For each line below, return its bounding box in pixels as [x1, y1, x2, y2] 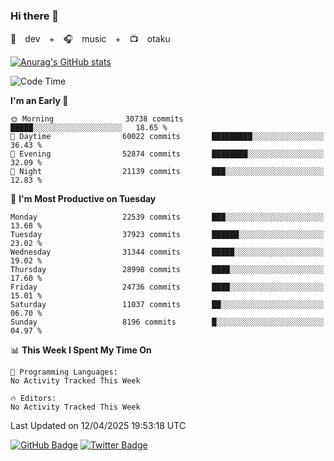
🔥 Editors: [10, 394, 57, 404]
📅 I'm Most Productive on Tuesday [10, 193, 157, 205]
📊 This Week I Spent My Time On [10, 344, 152, 356]
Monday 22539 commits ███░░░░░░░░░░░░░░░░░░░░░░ [10, 212, 325, 223]
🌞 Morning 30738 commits [10, 114, 184, 124]
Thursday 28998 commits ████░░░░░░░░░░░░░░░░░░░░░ [10, 265, 325, 275]
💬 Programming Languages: [10, 367, 118, 378]
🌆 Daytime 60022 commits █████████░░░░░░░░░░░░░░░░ [10, 132, 325, 142]
